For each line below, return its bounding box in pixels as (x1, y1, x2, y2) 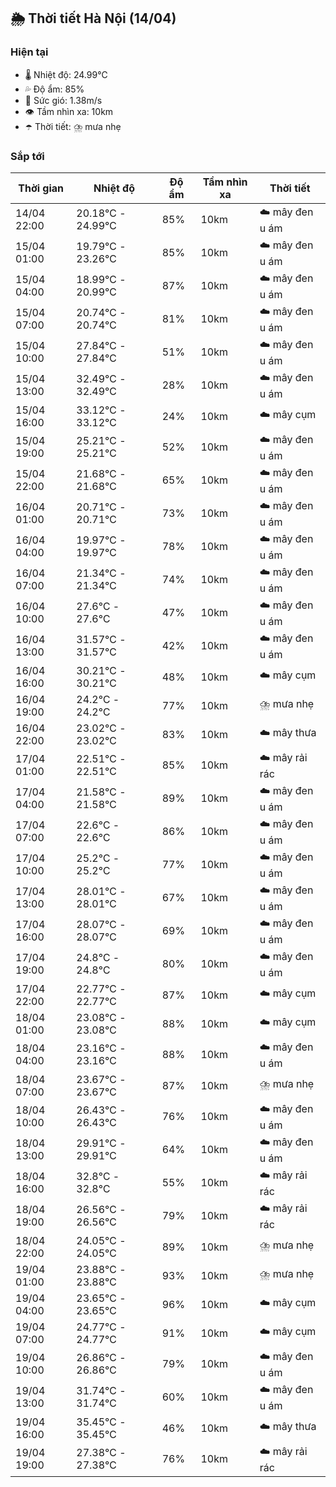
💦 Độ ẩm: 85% (24, 83, 85, 95)
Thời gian (18, 181, 65, 195)
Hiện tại (10, 45, 49, 59)
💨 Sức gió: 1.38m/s (24, 94, 103, 106)
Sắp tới (10, 149, 45, 163)
